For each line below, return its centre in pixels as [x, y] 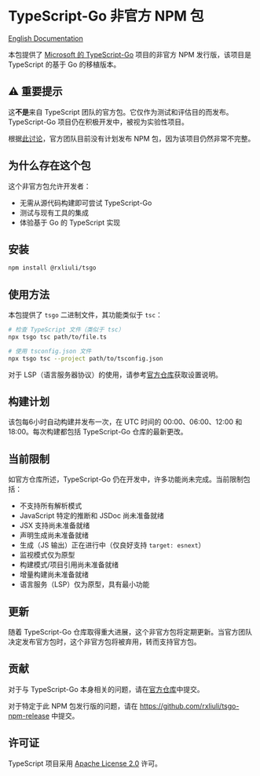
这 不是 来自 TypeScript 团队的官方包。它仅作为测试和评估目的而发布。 [121, 112]
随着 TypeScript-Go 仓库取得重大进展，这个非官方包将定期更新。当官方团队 [130, 632]
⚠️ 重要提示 [35, 92]
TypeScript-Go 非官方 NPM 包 [106, 16]
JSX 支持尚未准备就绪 [55, 525]
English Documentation [46, 38]
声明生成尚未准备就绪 [54, 536]
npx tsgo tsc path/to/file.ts [58, 337]
